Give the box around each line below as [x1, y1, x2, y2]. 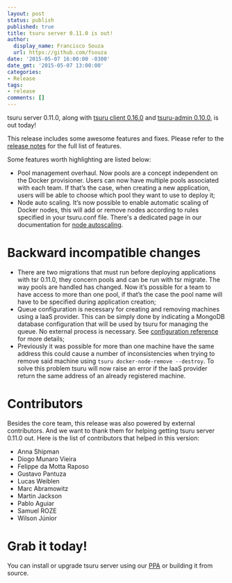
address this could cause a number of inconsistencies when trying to [17, 349, 215, 357]
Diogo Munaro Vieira [17, 454, 76, 463]
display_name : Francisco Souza [13, 42, 104, 49]
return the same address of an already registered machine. [17, 371, 186, 380]
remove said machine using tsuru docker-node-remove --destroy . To [17, 357, 214, 365]
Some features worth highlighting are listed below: [7, 155, 151, 164]
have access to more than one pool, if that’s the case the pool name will [17, 290, 223, 298]
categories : [7, 68, 42, 75]
